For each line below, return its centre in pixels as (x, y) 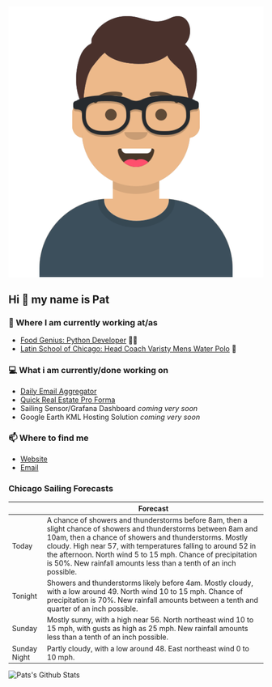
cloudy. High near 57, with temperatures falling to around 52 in (151, 545)
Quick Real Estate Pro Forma (68, 400)
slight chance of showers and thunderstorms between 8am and (152, 528)
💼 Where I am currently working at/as (83, 322)
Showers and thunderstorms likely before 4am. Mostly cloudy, (150, 583)
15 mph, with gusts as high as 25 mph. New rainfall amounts (147, 629)
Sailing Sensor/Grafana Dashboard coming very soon (109, 408)
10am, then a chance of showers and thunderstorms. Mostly (147, 537)
